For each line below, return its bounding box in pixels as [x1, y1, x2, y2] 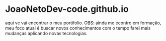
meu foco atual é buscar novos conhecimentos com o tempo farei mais [5, 25, 151, 31]
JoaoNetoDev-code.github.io [5, 3, 129, 15]
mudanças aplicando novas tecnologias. [5, 30, 88, 36]
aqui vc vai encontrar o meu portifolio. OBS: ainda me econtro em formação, [5, 20, 162, 26]
